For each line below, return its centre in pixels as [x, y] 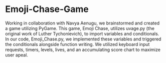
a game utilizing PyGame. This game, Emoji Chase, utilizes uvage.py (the [80, 28]
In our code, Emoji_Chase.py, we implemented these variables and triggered [83, 39]
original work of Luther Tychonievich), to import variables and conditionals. [82, 33]
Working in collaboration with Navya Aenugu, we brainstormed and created [83, 23]
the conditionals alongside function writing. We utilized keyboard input [78, 44]
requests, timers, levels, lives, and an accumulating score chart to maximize [83, 49]
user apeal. [17, 55]
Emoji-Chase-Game [47, 9]
